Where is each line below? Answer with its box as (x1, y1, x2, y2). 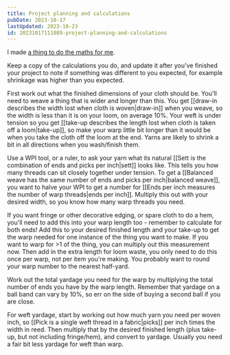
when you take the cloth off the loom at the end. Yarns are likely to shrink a (7, 133, 219, 142)
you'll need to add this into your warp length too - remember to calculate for (7, 218, 222, 227)
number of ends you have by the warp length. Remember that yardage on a (7, 283, 220, 291)
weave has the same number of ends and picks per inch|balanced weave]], (7, 176, 220, 184)
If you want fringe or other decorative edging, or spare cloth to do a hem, (7, 211, 214, 219)
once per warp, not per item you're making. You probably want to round (7, 255, 210, 263)
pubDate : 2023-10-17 (7, 17, 67, 23)
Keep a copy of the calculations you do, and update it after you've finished (7, 61, 218, 69)
